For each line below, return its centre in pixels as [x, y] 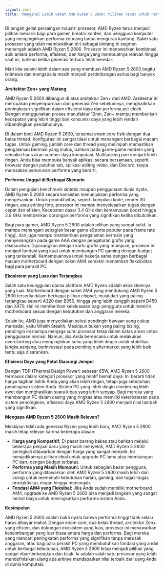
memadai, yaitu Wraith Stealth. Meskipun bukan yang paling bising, [73, 326]
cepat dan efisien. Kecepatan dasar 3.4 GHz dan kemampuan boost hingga [81, 210]
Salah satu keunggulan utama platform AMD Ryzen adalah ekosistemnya [78, 285]
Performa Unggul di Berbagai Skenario [45, 180]
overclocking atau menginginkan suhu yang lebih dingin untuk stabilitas [77, 341]
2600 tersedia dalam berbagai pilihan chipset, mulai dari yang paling [74, 296]
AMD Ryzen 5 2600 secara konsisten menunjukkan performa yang [72, 194]
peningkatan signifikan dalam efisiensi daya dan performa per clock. [74, 109]
